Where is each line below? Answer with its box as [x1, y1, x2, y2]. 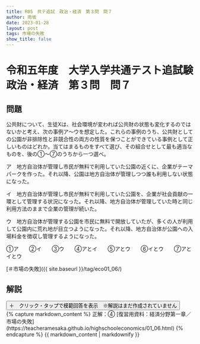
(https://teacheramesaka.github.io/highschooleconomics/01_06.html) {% [6, 324, 183, 332]
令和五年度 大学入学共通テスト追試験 [6, 63, 194, 77]
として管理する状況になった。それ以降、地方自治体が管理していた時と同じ [11, 198, 193, 205]
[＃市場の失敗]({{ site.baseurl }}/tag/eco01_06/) [6, 265, 122, 272]
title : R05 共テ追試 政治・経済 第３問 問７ [6, 8, 113, 15]
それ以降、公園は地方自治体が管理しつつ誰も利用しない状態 [47, 170, 193, 177]
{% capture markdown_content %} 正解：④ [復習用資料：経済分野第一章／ [6, 310, 192, 317]
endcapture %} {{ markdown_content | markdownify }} [6, 330, 140, 338]
